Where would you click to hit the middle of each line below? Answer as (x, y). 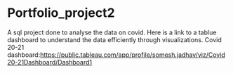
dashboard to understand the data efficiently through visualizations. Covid (115, 39)
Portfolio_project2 (61, 13)
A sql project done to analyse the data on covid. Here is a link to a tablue (112, 32)
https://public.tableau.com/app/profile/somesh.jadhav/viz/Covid (133, 55)
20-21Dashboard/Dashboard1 (50, 62)
